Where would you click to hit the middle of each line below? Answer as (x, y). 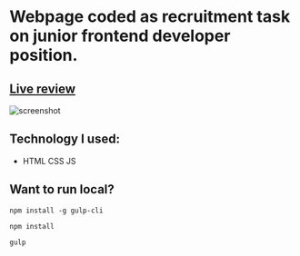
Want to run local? (62, 189)
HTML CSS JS (49, 161)
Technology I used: (65, 139)
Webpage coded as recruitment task (150, 17)
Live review (42, 89)
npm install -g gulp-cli (56, 211)
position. (44, 55)
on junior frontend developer (120, 36)
